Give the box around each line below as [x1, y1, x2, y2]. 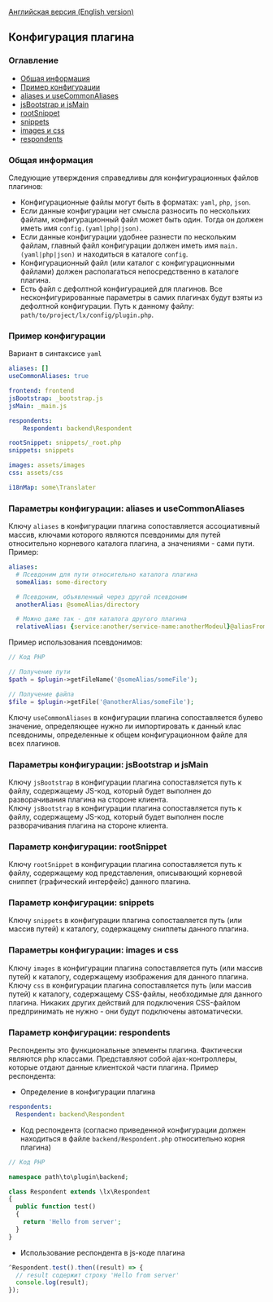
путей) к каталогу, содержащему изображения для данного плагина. [8, 971, 249, 981]
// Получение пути [8, 668, 71, 676]
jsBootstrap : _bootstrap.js [8, 394, 104, 402]
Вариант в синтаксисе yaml [8, 349, 102, 358]
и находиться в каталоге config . [76, 249, 188, 259]
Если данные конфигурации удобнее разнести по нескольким [19, 231, 237, 241]
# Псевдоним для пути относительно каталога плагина [15, 570, 198, 578]
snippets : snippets [8, 446, 75, 455]
